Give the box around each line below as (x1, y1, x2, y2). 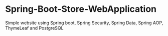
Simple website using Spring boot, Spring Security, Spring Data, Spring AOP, (5, 20, 163, 26)
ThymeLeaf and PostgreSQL (5, 25, 64, 31)
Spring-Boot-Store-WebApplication (5, 3, 157, 15)
